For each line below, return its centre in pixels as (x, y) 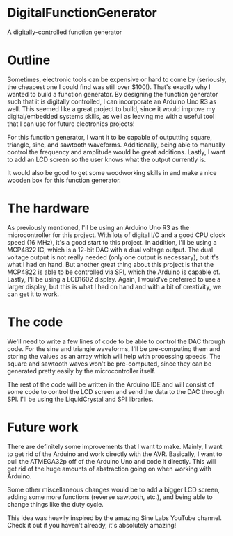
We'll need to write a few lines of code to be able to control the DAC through (116, 341)
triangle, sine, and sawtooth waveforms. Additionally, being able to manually (116, 145)
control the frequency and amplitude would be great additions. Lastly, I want (116, 152)
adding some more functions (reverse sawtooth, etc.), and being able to (110, 497)
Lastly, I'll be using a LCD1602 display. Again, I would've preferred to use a (114, 279)
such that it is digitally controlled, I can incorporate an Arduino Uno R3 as (112, 101)
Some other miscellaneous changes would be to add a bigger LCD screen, (114, 489)
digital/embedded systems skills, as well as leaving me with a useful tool (111, 116)
